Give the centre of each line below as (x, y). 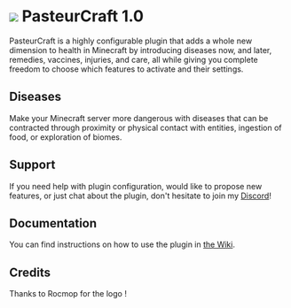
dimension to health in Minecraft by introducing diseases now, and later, (141, 50)
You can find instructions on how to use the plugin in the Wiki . (122, 244)
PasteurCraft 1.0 (83, 16)
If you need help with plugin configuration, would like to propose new (136, 186)
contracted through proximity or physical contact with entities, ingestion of (145, 127)
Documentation (53, 223)
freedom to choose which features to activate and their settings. (126, 69)
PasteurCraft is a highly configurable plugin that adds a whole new (131, 41)
